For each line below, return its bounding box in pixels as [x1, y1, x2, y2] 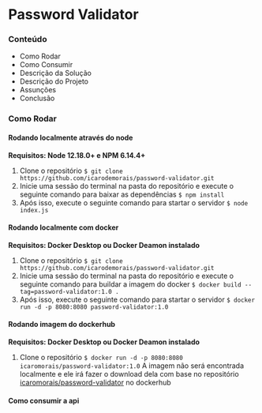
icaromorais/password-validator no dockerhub [19, 377, 171, 388]
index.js [19, 206, 49, 214]
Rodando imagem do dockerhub [8, 320, 116, 329]
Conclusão [19, 93, 55, 103]
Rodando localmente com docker [8, 223, 119, 232]
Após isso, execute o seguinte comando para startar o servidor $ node [19, 197, 249, 207]
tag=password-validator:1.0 [19, 287, 112, 295]
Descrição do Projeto [19, 77, 89, 86]
